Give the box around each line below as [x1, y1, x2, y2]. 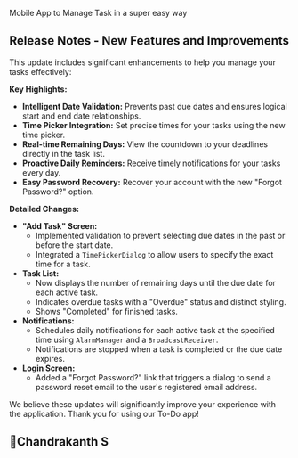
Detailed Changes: [9, 203, 80, 214]
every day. [21, 167, 61, 177]
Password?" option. [21, 186, 94, 197]
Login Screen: [21, 363, 76, 373]
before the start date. [35, 240, 114, 250]
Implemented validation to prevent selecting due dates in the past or [35, 230, 286, 241]
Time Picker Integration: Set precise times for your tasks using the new [21, 119, 286, 130]
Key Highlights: [9, 84, 68, 94]
